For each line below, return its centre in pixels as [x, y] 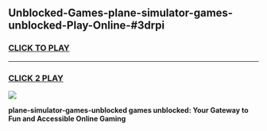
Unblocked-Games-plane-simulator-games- [120, 13]
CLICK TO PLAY [39, 48]
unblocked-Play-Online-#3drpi [87, 26]
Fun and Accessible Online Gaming [67, 118]
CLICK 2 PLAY [36, 78]
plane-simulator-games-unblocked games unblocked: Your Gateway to [128, 110]
